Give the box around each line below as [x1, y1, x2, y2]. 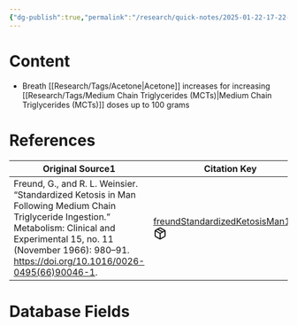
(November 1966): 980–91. [13, 244, 130, 256]
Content [9, 50, 71, 71]
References [9, 130, 95, 151]
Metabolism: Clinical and [13, 221, 116, 234]
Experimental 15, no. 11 [13, 232, 114, 244]
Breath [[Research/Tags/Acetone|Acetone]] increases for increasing [21, 81, 271, 91]
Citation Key [203, 162, 257, 175]
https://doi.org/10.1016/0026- [13, 254, 145, 267]
